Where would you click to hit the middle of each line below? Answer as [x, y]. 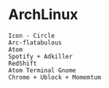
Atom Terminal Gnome [43, 70]
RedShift [23, 63]
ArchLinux [43, 15]
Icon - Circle [32, 36]
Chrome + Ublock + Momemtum [55, 77]
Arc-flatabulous [35, 42]
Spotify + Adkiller [41, 56]
